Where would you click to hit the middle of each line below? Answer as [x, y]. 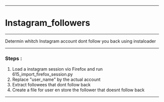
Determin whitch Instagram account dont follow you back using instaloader [81, 41]
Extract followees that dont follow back [51, 85]
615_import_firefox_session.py [42, 75]
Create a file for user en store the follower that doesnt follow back [78, 90]
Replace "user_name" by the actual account [56, 79]
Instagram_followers [48, 23]
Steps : [14, 58]
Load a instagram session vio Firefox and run [57, 69]
